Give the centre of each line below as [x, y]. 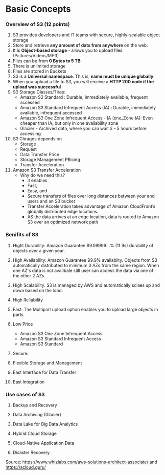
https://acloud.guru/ [26, 467]
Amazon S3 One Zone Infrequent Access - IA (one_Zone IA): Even [86, 118]
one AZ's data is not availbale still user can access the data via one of [83, 271]
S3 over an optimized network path [63, 222]
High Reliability [28, 300]
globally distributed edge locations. [63, 212]
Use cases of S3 [25, 394]
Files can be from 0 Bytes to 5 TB [47, 61]
